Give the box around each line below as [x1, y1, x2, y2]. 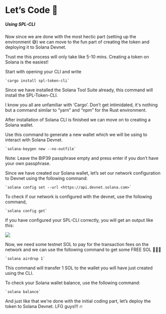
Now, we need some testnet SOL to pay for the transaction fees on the [5, 242, 149, 248]
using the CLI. [5, 270, 34, 276]
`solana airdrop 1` [5, 256, 46, 261]
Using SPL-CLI [5, 21, 36, 27]
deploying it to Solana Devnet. [5, 44, 67, 50]
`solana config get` [5, 208, 48, 214]
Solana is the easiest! [5, 59, 49, 65]
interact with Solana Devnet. [5, 137, 63, 143]
